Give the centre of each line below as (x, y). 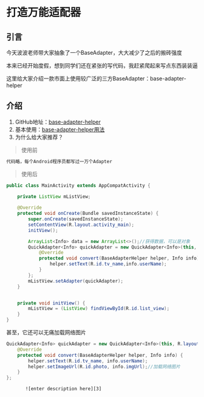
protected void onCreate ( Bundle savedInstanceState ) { (88, 214)
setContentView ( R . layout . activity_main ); (81, 225)
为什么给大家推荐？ (39, 137)
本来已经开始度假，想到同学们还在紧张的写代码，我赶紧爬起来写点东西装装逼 (102, 65)
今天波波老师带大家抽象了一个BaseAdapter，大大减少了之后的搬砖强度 (94, 53)
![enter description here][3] (63, 389)
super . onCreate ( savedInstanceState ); (76, 219)
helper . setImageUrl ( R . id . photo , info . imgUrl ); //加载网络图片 (104, 367)
